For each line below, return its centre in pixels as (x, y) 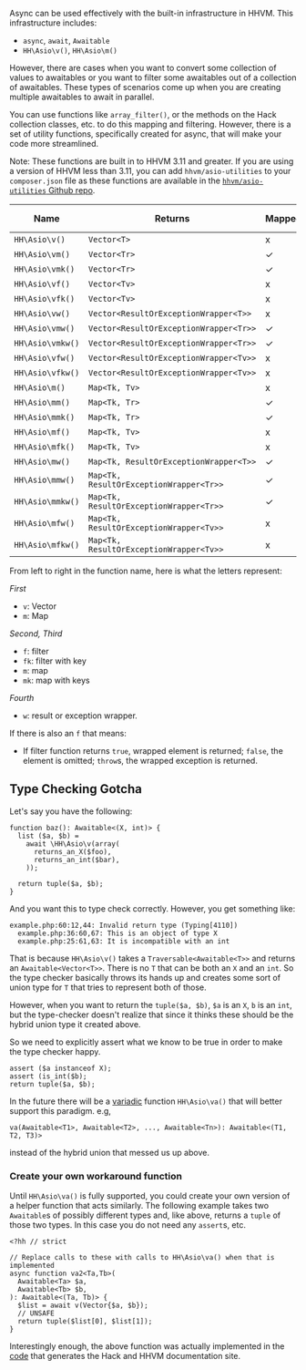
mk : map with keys (56, 680)
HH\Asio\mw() (42, 462)
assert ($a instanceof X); (61, 1068)
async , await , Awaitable (66, 41)
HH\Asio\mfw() (45, 523)
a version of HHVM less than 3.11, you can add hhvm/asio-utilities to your (150, 171)
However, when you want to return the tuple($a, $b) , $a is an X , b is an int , (151, 1004)
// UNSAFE (36, 1313)
